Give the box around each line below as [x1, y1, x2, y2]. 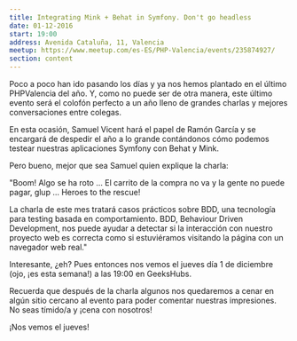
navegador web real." [9, 242, 88, 252]
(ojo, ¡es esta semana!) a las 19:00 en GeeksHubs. [9, 268, 192, 279]
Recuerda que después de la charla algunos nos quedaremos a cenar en [9, 286, 275, 296]
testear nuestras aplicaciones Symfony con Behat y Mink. [9, 143, 220, 154]
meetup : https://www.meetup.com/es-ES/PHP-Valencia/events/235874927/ [9, 46, 276, 55]
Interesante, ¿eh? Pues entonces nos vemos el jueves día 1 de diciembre [9, 259, 273, 269]
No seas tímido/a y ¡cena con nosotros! [9, 305, 152, 315]
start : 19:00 [9, 29, 58, 38]
